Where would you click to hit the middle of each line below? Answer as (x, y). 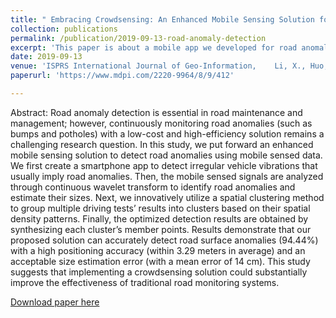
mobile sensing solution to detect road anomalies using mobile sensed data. (166, 155)
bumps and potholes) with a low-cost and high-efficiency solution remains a (167, 133)
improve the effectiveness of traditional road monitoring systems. (145, 282)
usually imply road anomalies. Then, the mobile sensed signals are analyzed (167, 176)
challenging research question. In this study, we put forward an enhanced (162, 144)
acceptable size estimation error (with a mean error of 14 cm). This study (160, 261)
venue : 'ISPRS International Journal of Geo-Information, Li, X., (158, 66)
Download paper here (55, 302)
